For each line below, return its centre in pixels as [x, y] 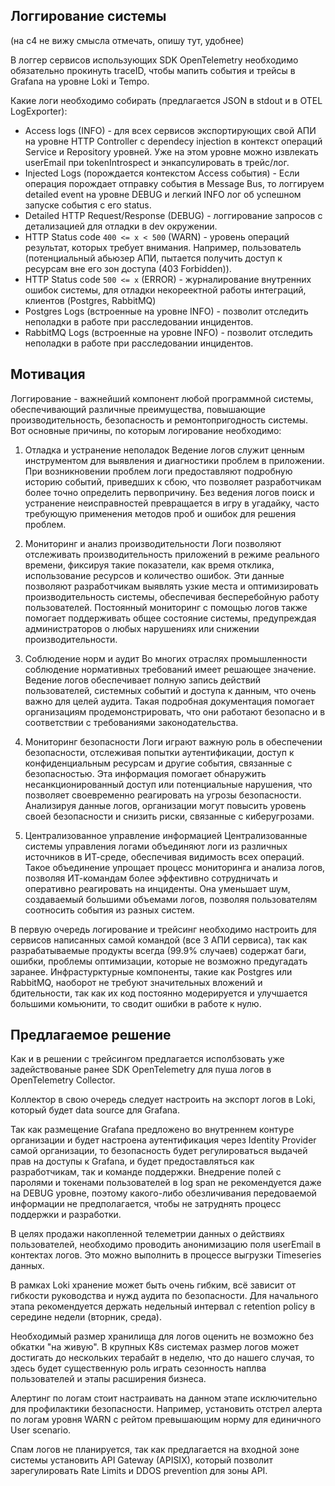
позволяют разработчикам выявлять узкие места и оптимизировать [171, 586]
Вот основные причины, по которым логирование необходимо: [146, 430]
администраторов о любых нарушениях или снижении [142, 628]
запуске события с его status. [88, 205]
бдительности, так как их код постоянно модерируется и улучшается [159, 993]
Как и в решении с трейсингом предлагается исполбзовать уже [147, 1059]
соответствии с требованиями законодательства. [131, 722]
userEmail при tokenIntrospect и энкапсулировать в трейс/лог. [157, 162]
